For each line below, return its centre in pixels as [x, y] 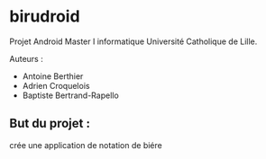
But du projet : [50, 124]
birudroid [45, 17]
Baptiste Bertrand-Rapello [70, 95]
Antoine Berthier [53, 76]
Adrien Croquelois [56, 85]
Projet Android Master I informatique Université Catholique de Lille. [133, 41]
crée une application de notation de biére [86, 145]
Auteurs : [26, 58]
